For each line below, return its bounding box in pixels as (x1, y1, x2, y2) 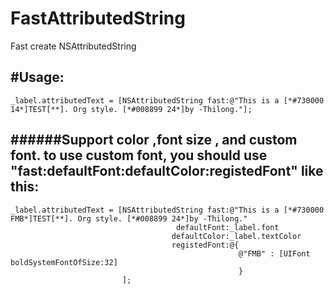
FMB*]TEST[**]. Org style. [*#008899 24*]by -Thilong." (10, 213, 248, 224)
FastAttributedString (10, 7, 186, 30)
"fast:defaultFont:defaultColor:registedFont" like (10, 163, 324, 180)
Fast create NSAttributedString (10, 40, 137, 52)
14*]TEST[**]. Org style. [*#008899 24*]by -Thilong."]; (10, 104, 253, 114)
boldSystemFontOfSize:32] (10, 257, 118, 267)
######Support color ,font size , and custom (10, 132, 298, 149)
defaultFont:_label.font (175, 222, 280, 232)
